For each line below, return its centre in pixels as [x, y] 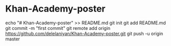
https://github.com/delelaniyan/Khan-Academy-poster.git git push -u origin [84, 33]
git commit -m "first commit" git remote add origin [58, 28]
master [13, 39]
